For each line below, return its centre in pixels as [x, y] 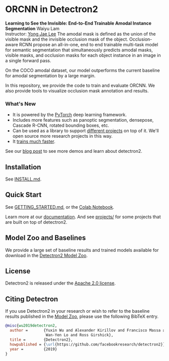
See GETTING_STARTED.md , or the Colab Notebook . [60, 207]
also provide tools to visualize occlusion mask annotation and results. [77, 91]
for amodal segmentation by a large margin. [50, 75]
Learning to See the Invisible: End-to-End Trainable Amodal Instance [78, 23]
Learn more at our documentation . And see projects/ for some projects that [83, 217]
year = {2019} [33, 349]
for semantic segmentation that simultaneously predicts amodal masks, [79, 50]
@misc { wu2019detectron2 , [31, 326]
